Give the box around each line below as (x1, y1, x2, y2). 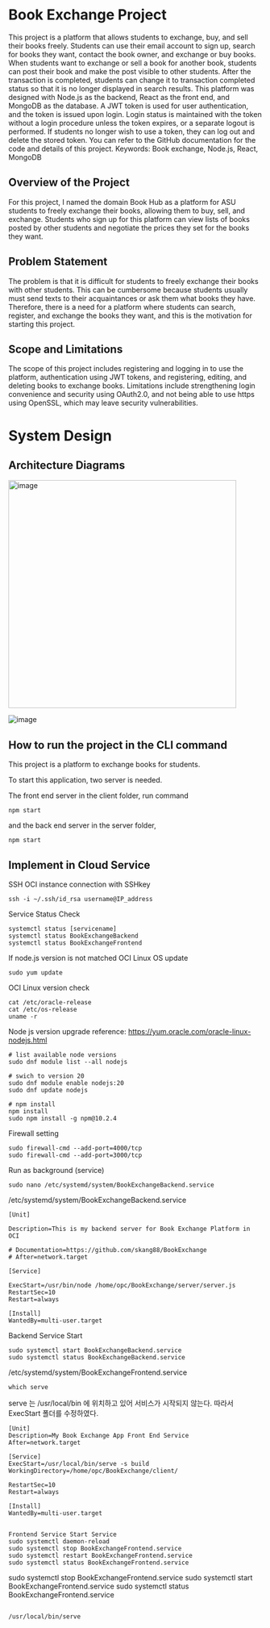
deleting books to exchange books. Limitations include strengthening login (8, 381, 255, 390)
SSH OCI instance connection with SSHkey (8, 879, 151, 889)
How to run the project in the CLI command (8, 738, 228, 752)
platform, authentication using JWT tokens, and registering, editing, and (8, 373, 247, 382)
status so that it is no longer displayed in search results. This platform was (8, 83, 255, 94)
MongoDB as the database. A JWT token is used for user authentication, (8, 101, 249, 111)
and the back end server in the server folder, (8, 820, 157, 830)
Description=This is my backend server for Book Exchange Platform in (8, 1225, 251, 1233)
